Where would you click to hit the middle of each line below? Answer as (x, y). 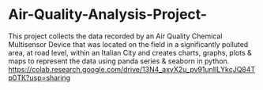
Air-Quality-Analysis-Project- (108, 14)
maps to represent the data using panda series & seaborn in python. (119, 61)
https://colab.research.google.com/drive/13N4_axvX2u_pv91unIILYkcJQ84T (132, 69)
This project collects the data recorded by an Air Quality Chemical (115, 36)
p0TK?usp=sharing (39, 77)
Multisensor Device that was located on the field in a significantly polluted (128, 44)
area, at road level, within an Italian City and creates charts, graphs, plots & (130, 52)
